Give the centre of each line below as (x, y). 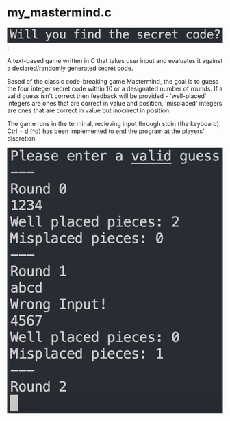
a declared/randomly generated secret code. (70, 68)
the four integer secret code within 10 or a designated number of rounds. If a (115, 88)
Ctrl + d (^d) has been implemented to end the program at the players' (106, 131)
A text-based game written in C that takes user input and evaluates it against (115, 60)
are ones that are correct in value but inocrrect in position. (89, 110)
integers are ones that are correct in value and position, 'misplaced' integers (115, 103)
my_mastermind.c (59, 13)
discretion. (22, 138)
